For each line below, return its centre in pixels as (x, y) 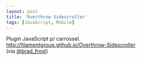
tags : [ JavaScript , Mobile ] (40, 22)
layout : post (22, 11)
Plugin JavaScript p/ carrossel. (43, 39)
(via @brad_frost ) (27, 51)
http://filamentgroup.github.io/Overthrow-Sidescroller (71, 45)
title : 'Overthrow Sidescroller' (47, 17)
